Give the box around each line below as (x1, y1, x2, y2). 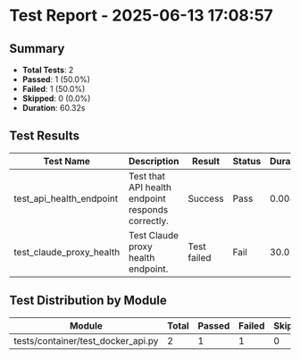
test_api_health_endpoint (13, 192, 119, 205)
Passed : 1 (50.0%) (21, 74, 91, 85)
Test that (128, 170, 165, 182)
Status (232, 154, 262, 167)
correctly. (128, 214, 170, 227)
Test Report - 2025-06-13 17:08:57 (9, 5, 274, 26)
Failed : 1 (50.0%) (21, 84, 86, 94)
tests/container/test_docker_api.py (13, 334, 159, 346)
